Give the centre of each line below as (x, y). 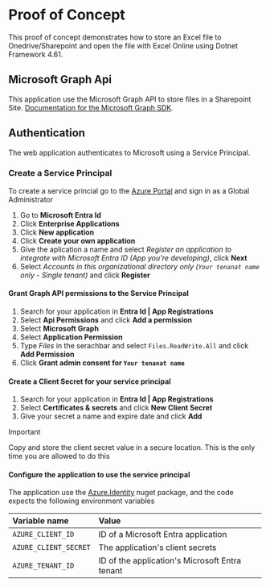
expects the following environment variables (82, 501)
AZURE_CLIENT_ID (43, 535)
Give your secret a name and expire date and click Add (111, 416)
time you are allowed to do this (59, 456)
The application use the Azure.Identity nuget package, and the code (121, 493)
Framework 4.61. (36, 54)
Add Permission (47, 354)
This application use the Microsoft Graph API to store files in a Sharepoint (130, 99)
